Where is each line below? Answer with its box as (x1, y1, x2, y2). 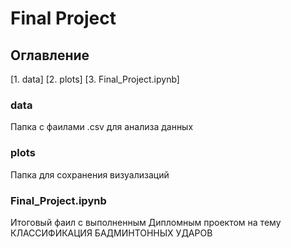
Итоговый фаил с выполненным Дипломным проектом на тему (10, 216, 282, 228)
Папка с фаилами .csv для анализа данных (10, 121, 194, 133)
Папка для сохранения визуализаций (10, 168, 170, 181)
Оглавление (10, 47, 90, 64)
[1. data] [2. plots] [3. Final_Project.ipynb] (10, 73, 180, 85)
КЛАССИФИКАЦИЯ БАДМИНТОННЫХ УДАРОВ (10, 227, 213, 239)
